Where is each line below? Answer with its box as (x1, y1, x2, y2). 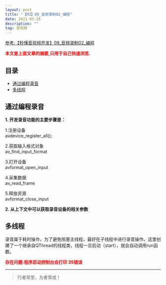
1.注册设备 (5, 127, 26, 133)
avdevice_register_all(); (5, 132, 52, 139)
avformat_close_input (5, 196, 49, 202)
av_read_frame (5, 180, 36, 186)
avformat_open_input (5, 164, 48, 170)
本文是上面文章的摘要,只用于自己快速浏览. (5, 51, 90, 57)
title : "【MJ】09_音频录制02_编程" (5, 12, 73, 17)
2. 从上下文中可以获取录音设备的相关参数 (5, 206, 88, 212)
